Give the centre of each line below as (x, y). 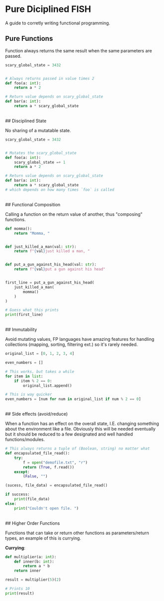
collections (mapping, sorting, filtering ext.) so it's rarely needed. (72, 344)
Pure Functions (29, 39)
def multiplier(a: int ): (31, 557)
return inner (28, 571)
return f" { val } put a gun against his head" (60, 269)
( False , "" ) (36, 476)
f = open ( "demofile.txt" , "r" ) (55, 462)
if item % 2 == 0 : (33, 381)
